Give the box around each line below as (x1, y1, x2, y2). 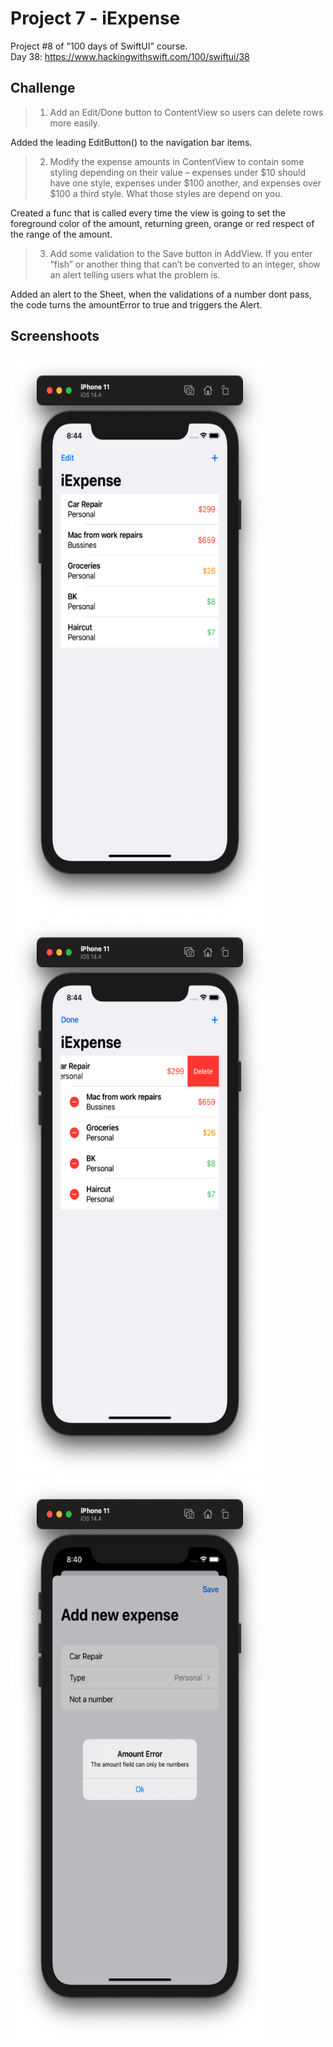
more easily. (49, 117, 101, 129)
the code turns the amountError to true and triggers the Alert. (10, 298, 263, 311)
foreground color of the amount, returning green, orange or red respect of (10, 217, 315, 229)
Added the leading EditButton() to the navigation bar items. (10, 136, 253, 148)
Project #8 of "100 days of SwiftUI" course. (10, 40, 188, 52)
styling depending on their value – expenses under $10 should (49, 166, 307, 178)
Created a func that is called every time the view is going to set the (10, 207, 286, 219)
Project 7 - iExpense (10, 7, 181, 30)
